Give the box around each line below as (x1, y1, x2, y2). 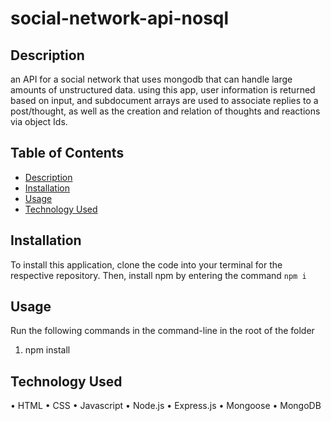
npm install (24, 344, 71, 356)
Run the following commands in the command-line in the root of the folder (10, 325, 315, 337)
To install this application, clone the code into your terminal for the (10, 258, 283, 271)
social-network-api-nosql (10, 7, 230, 30)
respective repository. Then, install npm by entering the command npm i (10, 269, 307, 281)
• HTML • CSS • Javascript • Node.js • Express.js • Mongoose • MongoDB (10, 400, 322, 412)
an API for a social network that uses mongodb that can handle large (10, 73, 293, 85)
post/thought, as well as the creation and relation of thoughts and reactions (10, 105, 321, 117)
